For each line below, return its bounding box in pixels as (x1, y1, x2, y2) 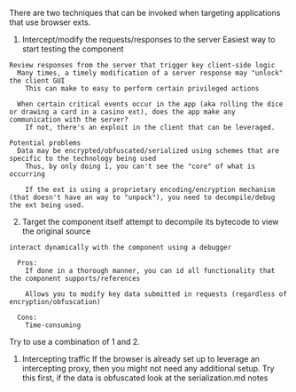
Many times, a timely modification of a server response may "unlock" (17, 68, 284, 77)
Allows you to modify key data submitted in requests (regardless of (25, 290, 288, 299)
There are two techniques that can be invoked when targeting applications (9, 8, 281, 18)
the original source (21, 226, 91, 236)
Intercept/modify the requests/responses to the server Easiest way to (21, 35, 277, 44)
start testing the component (21, 44, 124, 54)
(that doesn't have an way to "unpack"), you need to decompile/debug (9, 193, 276, 202)
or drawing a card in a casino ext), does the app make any (9, 108, 237, 116)
